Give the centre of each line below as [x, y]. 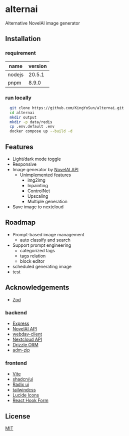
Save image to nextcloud [38, 207]
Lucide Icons [25, 395]
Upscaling [38, 196]
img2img [36, 180]
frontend [16, 363]
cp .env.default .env [32, 127]
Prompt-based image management [48, 234]
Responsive [24, 164]
